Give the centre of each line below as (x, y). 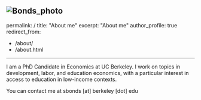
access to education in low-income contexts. (62, 79)
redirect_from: (24, 32)
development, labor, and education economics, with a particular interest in (98, 73)
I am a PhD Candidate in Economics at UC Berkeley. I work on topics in (93, 67)
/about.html (29, 49)
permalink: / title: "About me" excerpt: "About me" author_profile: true (92, 25)
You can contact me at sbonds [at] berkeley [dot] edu (72, 90)
